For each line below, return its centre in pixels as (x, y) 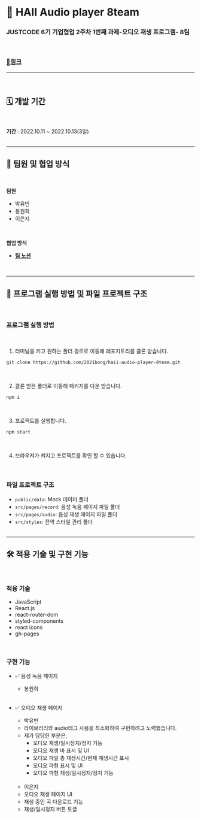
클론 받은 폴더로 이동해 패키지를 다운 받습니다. (68, 386)
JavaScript (28, 602)
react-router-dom (36, 614)
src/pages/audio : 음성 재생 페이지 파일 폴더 (66, 514)
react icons (29, 627)
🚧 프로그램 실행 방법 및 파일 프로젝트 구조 (77, 294)
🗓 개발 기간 (26, 102)
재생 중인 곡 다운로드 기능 (54, 802)
